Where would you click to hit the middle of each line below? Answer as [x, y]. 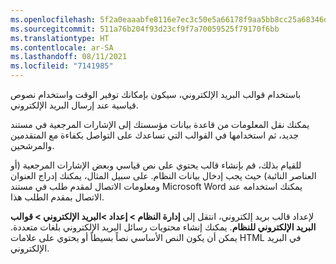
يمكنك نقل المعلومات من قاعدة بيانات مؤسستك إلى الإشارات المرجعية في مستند [160, 124]
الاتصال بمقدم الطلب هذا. [57, 197]
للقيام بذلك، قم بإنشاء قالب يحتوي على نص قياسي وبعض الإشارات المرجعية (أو [156, 165]
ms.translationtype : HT [60, 38]
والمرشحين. [32, 145]
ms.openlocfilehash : [53, 19]
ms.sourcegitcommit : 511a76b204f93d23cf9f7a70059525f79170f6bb [145, 29]
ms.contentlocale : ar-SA [62, 47]
